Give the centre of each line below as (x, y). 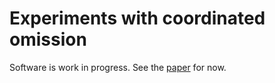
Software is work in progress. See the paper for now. (118, 67)
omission (48, 39)
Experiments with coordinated (137, 18)
